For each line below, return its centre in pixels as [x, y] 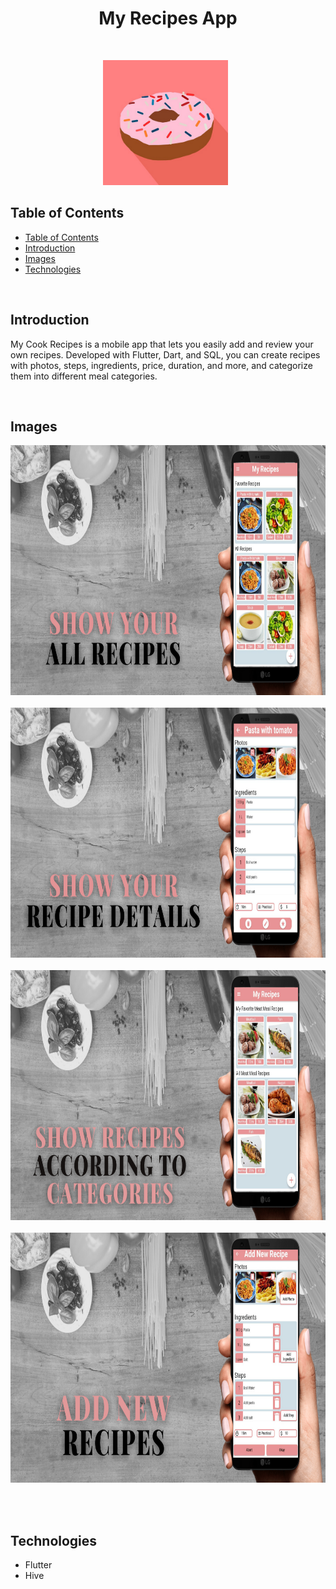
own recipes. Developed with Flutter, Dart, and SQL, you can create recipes [165, 354]
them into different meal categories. [84, 376]
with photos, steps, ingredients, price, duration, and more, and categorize [161, 365]
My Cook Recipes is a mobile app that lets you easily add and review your [162, 344]
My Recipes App [168, 18]
